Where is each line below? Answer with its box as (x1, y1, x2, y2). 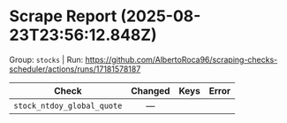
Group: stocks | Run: (9, 54, 84, 65)
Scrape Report (9, 6, 117, 27)
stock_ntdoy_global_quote (13, 100, 123, 111)
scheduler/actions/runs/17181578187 (9, 64, 141, 74)
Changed (131, 84, 170, 96)
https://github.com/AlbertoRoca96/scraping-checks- (85, 54, 278, 65)
